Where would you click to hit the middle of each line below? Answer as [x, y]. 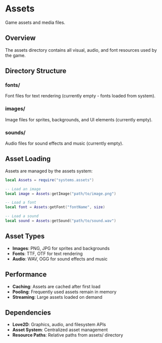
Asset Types [25, 236]
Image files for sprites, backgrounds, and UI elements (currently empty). [79, 119]
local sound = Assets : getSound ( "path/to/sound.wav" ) [61, 221]
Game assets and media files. [35, 22]
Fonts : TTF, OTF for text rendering [47, 254]
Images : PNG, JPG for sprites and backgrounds [61, 248]
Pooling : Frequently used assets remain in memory [64, 292]
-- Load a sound [22, 216]
